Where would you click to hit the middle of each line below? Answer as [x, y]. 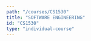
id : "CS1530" [23, 23]
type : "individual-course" [40, 29]
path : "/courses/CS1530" [38, 12]
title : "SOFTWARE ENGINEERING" [46, 17]
